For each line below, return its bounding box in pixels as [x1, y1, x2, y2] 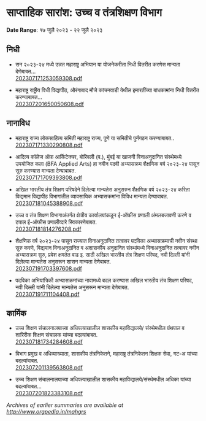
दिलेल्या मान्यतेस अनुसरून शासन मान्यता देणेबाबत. [15, 258, 112, 265]
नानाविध [6, 118, 30, 128]
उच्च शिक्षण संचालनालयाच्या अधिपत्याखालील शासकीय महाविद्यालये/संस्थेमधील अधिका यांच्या [15, 376, 191, 383]
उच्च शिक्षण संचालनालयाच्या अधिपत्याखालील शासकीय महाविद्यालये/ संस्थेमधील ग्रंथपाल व [15, 325, 185, 332]
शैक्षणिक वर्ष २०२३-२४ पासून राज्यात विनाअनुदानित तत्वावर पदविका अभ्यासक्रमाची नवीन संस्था [15, 237, 198, 244]
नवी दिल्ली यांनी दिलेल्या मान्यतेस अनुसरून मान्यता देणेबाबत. [15, 284, 129, 291]
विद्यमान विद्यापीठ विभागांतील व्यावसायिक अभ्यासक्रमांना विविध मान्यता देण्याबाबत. [15, 193, 169, 200]
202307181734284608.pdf [15, 338, 83, 346]
